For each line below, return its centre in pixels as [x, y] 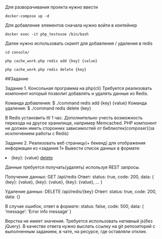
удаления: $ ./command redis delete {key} [48, 108]
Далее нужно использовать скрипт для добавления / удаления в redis [79, 43]
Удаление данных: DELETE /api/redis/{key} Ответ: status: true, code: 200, [81, 192]
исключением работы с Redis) [37, 133]
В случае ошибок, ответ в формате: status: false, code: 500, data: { [74, 206]
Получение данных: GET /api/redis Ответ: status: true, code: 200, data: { [80, 177]
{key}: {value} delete [32, 158]
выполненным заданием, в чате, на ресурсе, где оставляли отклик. [76, 231]
